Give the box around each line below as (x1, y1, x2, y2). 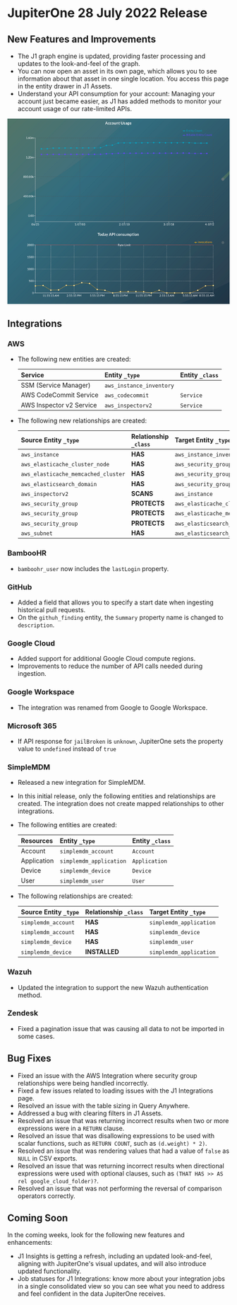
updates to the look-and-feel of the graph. (17, 59, 141, 68)
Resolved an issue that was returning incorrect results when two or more (17, 1116, 229, 1125)
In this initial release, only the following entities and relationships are (17, 792, 217, 800)
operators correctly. (17, 1191, 75, 1200)
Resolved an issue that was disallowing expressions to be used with (17, 1131, 215, 1140)
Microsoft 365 (7, 720, 57, 730)
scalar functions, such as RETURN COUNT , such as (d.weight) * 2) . (17, 1139, 207, 1147)
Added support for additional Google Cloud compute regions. (17, 655, 196, 663)
